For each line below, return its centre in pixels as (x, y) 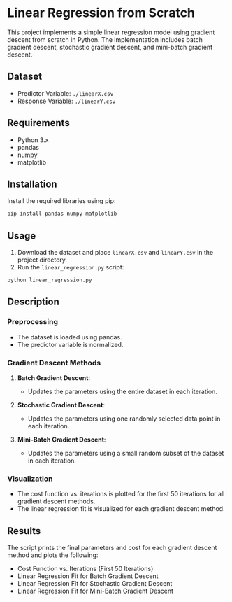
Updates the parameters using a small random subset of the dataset (126, 453)
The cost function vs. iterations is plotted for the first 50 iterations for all (121, 494)
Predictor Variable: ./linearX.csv (65, 93)
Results (24, 531)
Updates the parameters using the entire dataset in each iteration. (123, 391)
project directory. (42, 260)
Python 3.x (33, 140)
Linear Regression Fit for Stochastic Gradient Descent (95, 584)
